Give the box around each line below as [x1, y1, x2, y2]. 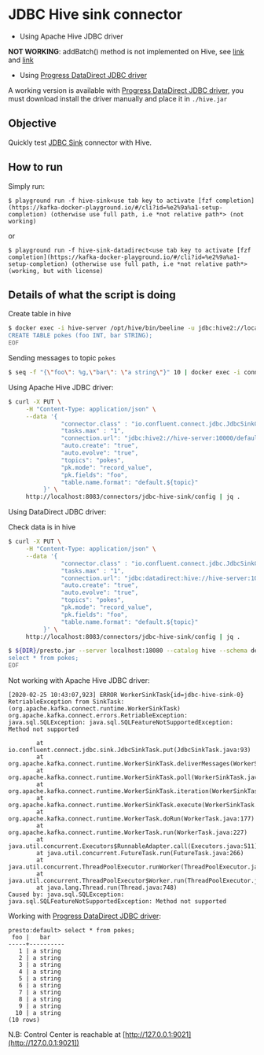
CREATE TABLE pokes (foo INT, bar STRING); [8, 332, 153, 340]
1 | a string [18, 947, 61, 955]
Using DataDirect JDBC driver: [8, 507, 107, 517]
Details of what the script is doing [8, 288, 176, 301]
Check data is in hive [8, 522, 76, 532]
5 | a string [18, 975, 61, 983]
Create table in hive [8, 309, 71, 319]
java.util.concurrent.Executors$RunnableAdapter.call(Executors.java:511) [8, 843, 258, 850]
